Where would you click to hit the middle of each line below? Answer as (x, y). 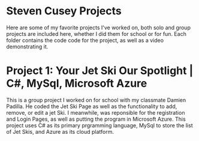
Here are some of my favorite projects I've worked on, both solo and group (98, 27)
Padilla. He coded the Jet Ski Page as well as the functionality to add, (92, 106)
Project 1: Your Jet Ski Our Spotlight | (100, 71)
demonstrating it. (27, 47)
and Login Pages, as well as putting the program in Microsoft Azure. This (96, 119)
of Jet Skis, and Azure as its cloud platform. (60, 131)
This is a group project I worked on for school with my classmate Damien (96, 100)
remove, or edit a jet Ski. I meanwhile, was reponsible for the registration (96, 112)
